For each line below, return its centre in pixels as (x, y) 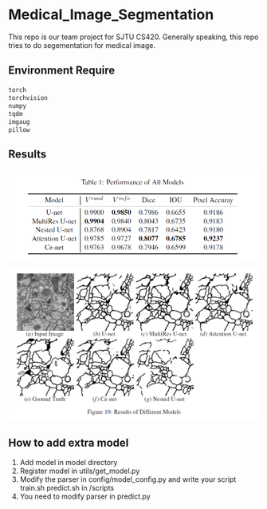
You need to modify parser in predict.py (85, 496)
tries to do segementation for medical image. (82, 45)
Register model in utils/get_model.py (80, 471)
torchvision (28, 97)
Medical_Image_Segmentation (111, 15)
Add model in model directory (69, 462)
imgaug (19, 121)
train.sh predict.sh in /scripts (67, 487)
